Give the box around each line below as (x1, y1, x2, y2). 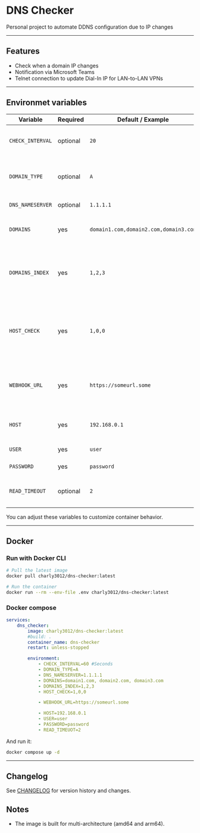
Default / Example (117, 115, 169, 123)
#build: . (27, 633, 52, 640)
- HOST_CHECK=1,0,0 (37, 689, 86, 695)
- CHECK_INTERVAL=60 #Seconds (37, 661, 113, 667)
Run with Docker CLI (6, 554, 67, 562)
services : (6, 617, 31, 623)
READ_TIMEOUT (9, 487, 46, 494)
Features (6, 46, 40, 57)
